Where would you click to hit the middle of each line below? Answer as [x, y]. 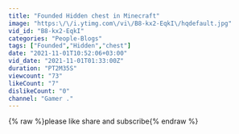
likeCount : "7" [34, 83]
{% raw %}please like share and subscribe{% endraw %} [103, 121]
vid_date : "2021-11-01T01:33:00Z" [66, 61]
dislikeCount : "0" [39, 91]
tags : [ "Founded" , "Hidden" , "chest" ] [70, 46]
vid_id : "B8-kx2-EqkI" [46, 31]
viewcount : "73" [35, 76]
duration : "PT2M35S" [43, 69]
